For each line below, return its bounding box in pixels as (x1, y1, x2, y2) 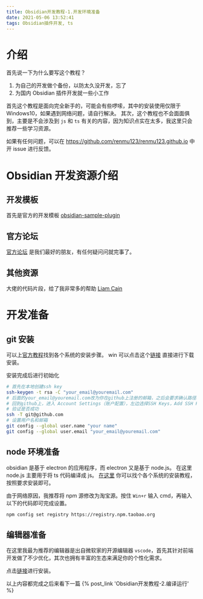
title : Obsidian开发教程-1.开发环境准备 (6, 8, 100, 15)
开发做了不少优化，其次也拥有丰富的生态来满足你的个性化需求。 (6, 554, 165, 562)
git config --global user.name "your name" (6, 423, 118, 429)
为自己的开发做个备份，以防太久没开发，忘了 (14, 82, 127, 89)
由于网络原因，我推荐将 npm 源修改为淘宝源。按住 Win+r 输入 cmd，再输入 (6, 492, 192, 499)
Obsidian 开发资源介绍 (6, 168, 119, 182)
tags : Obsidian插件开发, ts (6, 20, 74, 26)
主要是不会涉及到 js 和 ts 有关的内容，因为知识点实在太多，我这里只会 (16, 117, 193, 124)
